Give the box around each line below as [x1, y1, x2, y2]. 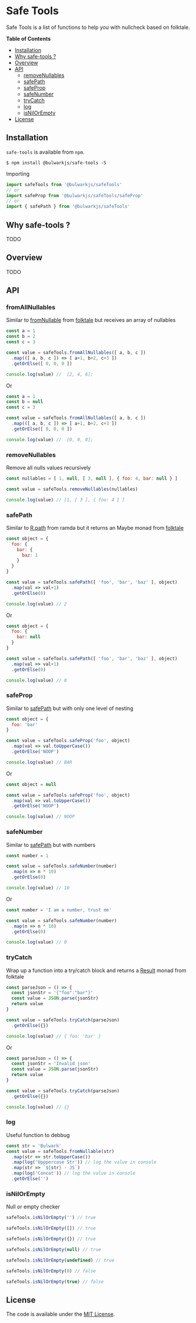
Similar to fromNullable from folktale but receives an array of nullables [6, 317, 176, 324]
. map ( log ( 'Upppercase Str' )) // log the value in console [11, 1159, 157, 1165]
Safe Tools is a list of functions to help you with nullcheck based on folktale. [6, 24, 190, 31]
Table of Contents [6, 35, 51, 42]
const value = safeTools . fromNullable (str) [6, 1148, 115, 1154]
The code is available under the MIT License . [6, 1311, 115, 1318]
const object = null [6, 781, 57, 787]
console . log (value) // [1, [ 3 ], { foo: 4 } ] [6, 497, 125, 503]
